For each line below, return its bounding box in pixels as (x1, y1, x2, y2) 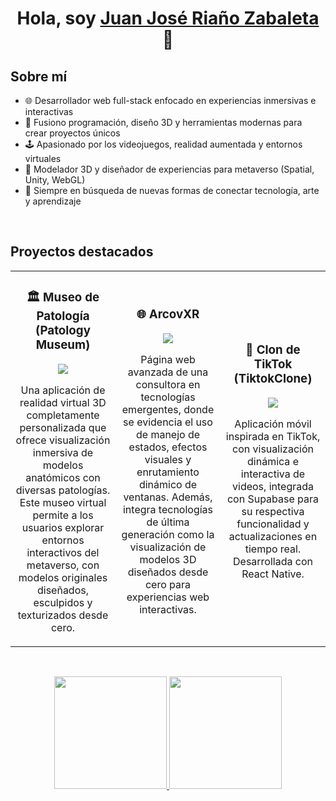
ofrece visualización (15, 433, 111, 447)
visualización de (129, 540, 207, 554)
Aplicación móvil (234, 417, 312, 431)
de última (146, 515, 190, 529)
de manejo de (135, 427, 201, 441)
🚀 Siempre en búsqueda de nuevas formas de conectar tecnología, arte (24, 185, 320, 196)
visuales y (144, 452, 192, 466)
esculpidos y (33, 595, 93, 609)
